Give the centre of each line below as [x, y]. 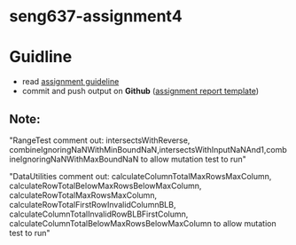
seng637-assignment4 [96, 16]
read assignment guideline [70, 82]
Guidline [41, 57]
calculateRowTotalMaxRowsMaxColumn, [83, 195]
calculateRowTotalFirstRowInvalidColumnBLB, [93, 204]
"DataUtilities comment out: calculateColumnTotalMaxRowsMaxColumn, [140, 176]
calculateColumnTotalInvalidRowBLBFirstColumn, [99, 214]
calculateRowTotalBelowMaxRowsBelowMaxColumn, [105, 186]
